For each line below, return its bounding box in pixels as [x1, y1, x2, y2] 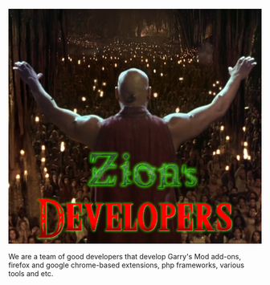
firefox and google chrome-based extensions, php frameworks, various [8, 260, 245, 270]
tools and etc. [8, 269, 54, 279]
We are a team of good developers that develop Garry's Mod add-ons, [8, 252, 242, 262]
